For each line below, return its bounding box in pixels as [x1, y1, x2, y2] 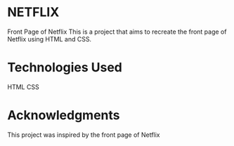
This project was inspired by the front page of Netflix [7, 131, 160, 139]
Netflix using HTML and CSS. [7, 34, 92, 43]
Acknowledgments [7, 107, 121, 124]
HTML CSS [7, 82, 40, 91]
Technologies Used [7, 60, 123, 76]
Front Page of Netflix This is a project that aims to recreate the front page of [7, 27, 227, 36]
